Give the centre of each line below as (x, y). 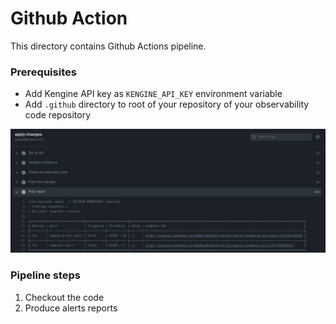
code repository (58, 115)
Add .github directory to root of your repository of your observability (167, 104)
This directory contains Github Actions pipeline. (108, 46)
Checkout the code (64, 297)
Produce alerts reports (71, 308)
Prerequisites (43, 72)
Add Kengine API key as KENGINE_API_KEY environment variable (153, 94)
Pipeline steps (45, 275)
